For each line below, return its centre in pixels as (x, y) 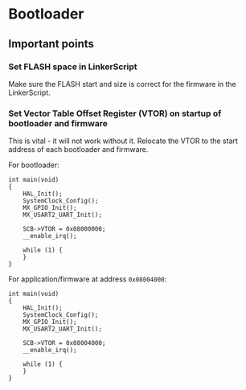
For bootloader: (34, 165)
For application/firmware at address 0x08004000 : (88, 279)
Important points (51, 44)
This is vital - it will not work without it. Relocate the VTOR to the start (123, 141)
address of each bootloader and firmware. (78, 150)
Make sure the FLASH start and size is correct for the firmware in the (122, 84)
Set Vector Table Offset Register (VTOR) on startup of (115, 113)
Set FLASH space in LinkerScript (73, 67)
